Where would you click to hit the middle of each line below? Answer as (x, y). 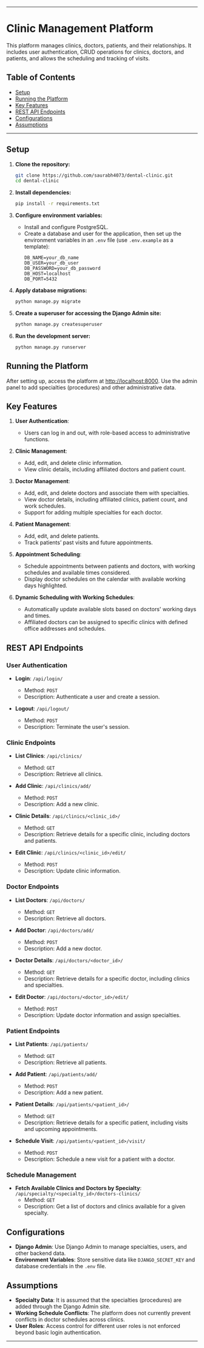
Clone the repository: (42, 164)
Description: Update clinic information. (72, 871)
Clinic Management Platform (80, 29)
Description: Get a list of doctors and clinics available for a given (105, 1207)
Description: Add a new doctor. (63, 948)
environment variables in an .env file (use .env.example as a (99, 240)
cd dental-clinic (37, 181)
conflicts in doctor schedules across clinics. (70, 1319)
